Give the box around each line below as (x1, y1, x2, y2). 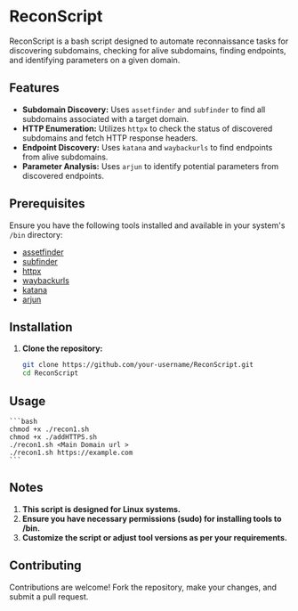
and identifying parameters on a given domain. (9, 54, 181, 65)
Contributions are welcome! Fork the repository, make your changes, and (9, 582, 278, 592)
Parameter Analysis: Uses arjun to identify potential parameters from (21, 160, 279, 171)
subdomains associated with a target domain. (21, 113, 189, 124)
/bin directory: (9, 229, 63, 240)
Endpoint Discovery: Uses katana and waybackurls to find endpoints (21, 142, 273, 152)
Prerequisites (9, 196, 85, 211)
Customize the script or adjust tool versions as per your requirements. (21, 532, 287, 542)
